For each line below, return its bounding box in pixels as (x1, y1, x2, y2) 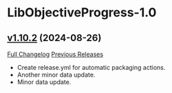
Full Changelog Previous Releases (7, 50, 104, 58)
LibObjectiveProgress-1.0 (7, 5, 157, 21)
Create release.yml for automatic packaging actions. (17, 64, 166, 71)
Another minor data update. (17, 70, 96, 79)
